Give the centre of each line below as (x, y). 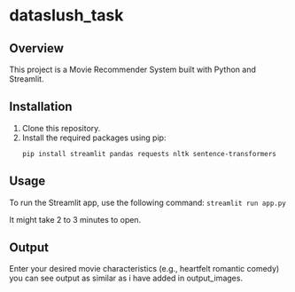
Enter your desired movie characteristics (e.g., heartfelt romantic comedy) (144, 269)
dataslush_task (66, 16)
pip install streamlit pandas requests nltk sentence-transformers (149, 154)
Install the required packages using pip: (94, 138)
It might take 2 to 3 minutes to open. (75, 219)
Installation (41, 107)
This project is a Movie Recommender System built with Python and (133, 69)
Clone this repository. (61, 128)
